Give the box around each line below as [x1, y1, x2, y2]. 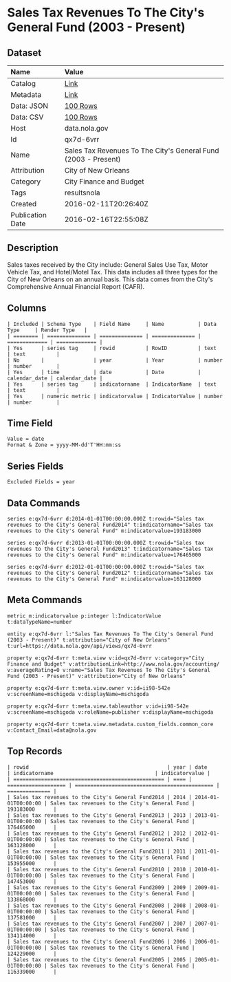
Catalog [10, 79, 36, 88]
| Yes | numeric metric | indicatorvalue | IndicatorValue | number [7, 393, 223, 400]
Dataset [7, 47, 42, 58]
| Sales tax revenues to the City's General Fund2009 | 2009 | [7, 884, 192, 891]
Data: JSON [10, 101, 49, 111]
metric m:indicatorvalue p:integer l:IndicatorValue [7, 612, 162, 620]
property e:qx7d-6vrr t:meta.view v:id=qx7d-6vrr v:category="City [7, 655, 205, 662]
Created [10, 199, 37, 208]
